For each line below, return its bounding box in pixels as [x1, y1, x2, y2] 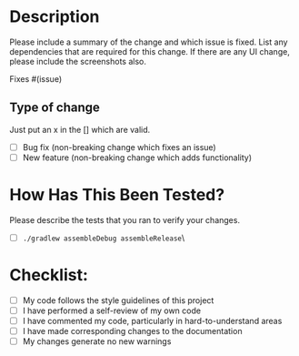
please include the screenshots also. [9, 56, 147, 66]
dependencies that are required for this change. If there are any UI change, [9, 46, 291, 56]
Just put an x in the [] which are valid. [9, 124, 151, 135]
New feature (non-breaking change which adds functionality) [22, 152, 253, 163]
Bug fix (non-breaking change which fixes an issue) [22, 141, 216, 152]
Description [9, 6, 100, 27]
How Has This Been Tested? [9, 185, 225, 206]
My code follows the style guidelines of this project [22, 294, 214, 306]
